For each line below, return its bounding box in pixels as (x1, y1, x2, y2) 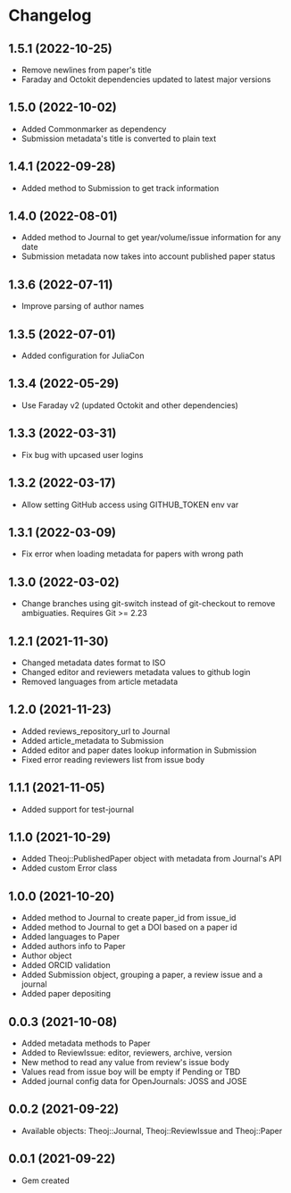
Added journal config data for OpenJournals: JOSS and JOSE (21, 1076, 247, 1086)
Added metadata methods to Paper (21, 1038, 151, 1048)
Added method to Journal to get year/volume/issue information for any (21, 232, 282, 243)
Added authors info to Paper (21, 941, 126, 952)
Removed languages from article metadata (21, 676, 179, 687)
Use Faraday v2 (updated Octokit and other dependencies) (21, 399, 238, 411)
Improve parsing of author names (21, 301, 145, 312)
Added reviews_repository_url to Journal (21, 725, 170, 737)
